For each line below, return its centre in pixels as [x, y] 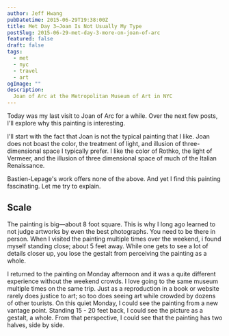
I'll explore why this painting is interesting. [66, 123]
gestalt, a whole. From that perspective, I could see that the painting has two [115, 317]
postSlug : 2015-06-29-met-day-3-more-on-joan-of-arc [84, 33]
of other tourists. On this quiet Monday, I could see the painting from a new [113, 303]
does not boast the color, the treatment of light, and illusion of [94, 144]
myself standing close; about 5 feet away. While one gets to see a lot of [108, 246]
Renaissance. [26, 166]
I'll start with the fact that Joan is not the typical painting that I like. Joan [109, 136]
